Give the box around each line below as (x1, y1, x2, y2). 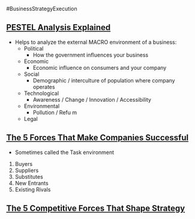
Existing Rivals (14, 186, 51, 193)
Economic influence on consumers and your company (32, 64, 167, 71)
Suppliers (14, 167, 39, 174)
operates (32, 83, 55, 90)
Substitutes (14, 173, 43, 180)
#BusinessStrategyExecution (6, 5, 77, 12)
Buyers (14, 160, 33, 167)
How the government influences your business (32, 51, 149, 58)
